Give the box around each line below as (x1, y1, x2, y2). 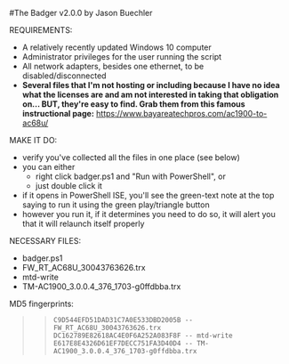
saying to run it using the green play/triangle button (21, 199, 211, 210)
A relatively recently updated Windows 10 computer (21, 42, 212, 53)
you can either (21, 162, 76, 172)
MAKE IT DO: (9, 135, 58, 145)
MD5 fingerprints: (9, 298, 74, 309)
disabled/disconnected (21, 70, 107, 81)
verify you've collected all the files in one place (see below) (21, 152, 240, 163)
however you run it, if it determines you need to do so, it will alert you (21, 209, 276, 219)
